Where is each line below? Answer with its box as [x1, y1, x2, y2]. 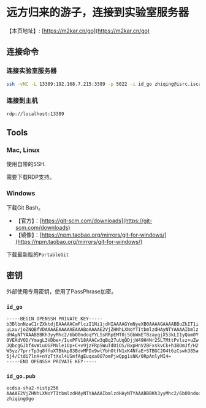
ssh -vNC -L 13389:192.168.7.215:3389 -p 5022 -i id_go [6, 81, 152, 87]
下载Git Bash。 [6, 203, 44, 211]
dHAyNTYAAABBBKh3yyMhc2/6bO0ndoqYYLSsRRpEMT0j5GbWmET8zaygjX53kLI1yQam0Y [6, 331, 199, 338]
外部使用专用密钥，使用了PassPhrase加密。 [6, 287, 117, 295]
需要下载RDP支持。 [6, 173, 55, 181]
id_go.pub [6, 372, 36, 380]
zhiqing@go [6, 396, 34, 402]
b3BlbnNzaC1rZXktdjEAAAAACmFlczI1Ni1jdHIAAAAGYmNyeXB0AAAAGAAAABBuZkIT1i [6, 321, 199, 327]
